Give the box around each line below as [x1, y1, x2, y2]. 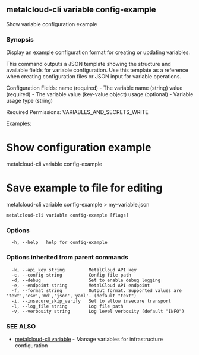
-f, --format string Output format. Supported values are [11, 287, 182, 293]
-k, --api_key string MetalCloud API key [11, 267, 137, 272]
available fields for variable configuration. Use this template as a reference [6, 66, 189, 74]
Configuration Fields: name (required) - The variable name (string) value [6, 84, 183, 91]
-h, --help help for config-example [11, 240, 108, 246]
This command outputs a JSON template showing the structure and [6, 61, 171, 68]
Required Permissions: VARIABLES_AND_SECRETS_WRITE [6, 109, 149, 116]
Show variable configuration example [6, 20, 97, 27]
